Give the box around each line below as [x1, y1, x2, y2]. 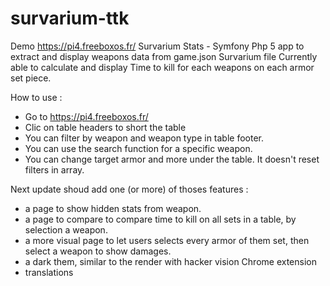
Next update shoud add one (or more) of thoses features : [10, 183, 249, 195]
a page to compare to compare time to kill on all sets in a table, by [24, 213, 297, 225]
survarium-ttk [10, 7, 130, 30]
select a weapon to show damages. [24, 245, 172, 257]
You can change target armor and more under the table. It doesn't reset [24, 153, 320, 165]
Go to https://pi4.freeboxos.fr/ [24, 110, 149, 122]
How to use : [10, 91, 63, 103]
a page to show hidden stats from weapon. [24, 202, 202, 214]
